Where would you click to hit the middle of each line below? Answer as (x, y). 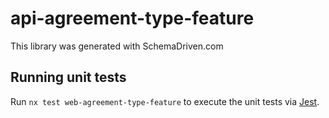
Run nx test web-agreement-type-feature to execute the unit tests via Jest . (165, 101)
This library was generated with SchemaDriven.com (117, 46)
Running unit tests (68, 77)
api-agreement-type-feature (132, 18)
